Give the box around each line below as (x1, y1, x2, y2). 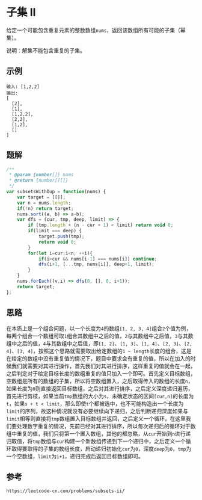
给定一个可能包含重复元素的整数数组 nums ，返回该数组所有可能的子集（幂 (6, 26, 186, 34)
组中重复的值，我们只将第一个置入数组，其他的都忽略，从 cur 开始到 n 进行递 (6, 430, 191, 437)
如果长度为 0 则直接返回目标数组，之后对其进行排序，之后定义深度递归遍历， (6, 384, 194, 392)
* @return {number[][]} (8, 177, 69, 184)
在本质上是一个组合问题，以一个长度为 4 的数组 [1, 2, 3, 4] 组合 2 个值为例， (6, 324, 192, 332)
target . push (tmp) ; (38, 233, 85, 239)
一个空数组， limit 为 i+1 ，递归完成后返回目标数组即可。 (6, 452, 144, 460)
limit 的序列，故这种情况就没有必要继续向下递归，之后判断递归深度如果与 (6, 407, 188, 415)
